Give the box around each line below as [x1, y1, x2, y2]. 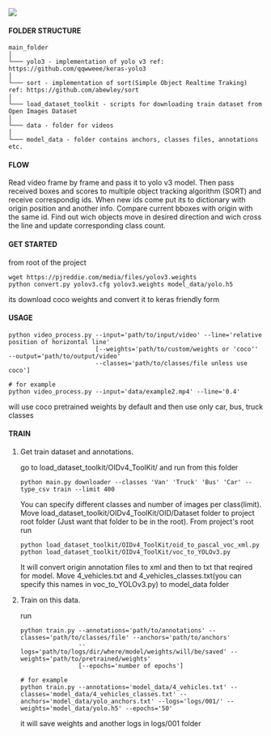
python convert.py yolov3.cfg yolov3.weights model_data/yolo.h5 [8, 280, 233, 288]
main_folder [8, 44, 49, 52]
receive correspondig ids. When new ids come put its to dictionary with [8, 195, 246, 205]
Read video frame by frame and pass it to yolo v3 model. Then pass [8, 178, 235, 188]
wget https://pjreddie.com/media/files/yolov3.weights [8, 273, 197, 281]
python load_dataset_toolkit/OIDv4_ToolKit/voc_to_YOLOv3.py [19, 548, 231, 556]
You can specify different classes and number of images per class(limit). [19, 500, 262, 509]
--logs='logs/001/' [157, 697, 224, 706]
